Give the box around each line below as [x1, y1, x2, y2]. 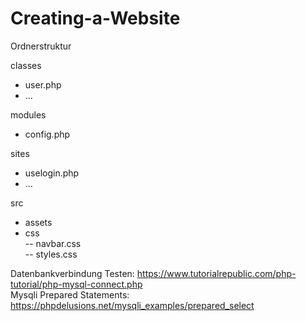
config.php [24, 128, 71, 140]
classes [10, 59, 42, 71]
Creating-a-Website [10, 7, 181, 30]
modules [10, 108, 47, 121]
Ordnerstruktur [10, 40, 72, 52]
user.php [24, 78, 62, 91]
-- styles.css [24, 248, 78, 260]
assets [24, 216, 53, 228]
